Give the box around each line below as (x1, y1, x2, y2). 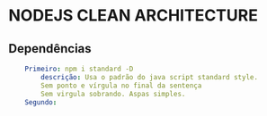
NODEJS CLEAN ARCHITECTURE (8, 5, 258, 26)
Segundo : (24, 97, 58, 107)
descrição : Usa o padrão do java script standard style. (40, 72, 258, 81)
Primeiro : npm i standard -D (24, 64, 134, 73)
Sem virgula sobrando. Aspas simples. (40, 89, 186, 98)
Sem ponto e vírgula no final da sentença (40, 81, 202, 90)
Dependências (8, 41, 92, 56)
